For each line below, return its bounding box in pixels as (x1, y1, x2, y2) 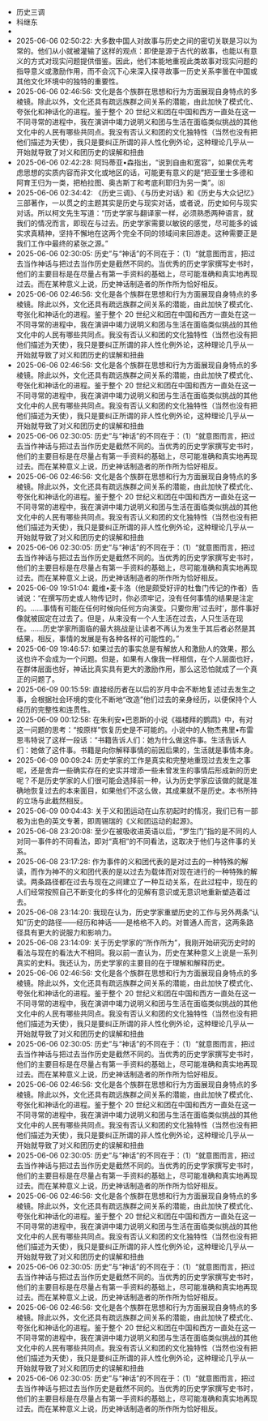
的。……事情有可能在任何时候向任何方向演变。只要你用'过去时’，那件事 (15, 603, 253, 613)
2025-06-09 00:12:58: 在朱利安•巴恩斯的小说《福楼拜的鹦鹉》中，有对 (15, 715, 253, 724)
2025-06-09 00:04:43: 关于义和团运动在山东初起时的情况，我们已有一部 (15, 806, 259, 815)
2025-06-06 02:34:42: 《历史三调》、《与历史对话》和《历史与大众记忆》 (15, 188, 258, 197)
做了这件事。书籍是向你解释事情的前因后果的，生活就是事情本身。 (37, 745, 257, 755)
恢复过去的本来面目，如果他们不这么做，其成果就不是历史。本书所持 (30, 785, 257, 795)
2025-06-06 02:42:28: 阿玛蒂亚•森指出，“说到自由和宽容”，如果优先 (15, 157, 247, 167)
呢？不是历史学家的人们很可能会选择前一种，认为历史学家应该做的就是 (15, 776, 251, 785)
